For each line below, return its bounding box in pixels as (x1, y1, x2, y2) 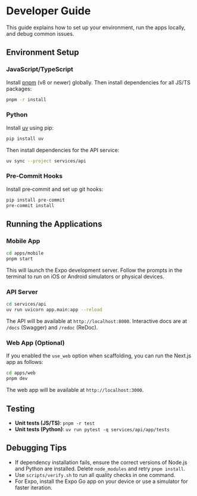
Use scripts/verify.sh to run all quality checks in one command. (14, 471, 176, 478)
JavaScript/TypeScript (6, 65, 73, 74)
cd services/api (6, 302, 46, 307)
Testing (6, 403, 35, 414)
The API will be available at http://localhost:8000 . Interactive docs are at (6, 318, 187, 325)
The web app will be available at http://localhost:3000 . (6, 387, 144, 394)
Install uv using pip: (6, 124, 54, 131)
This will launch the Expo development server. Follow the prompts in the (6, 266, 183, 274)
